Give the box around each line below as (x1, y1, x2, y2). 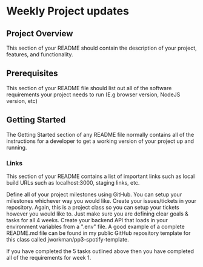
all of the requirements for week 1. (6, 254, 92, 261)
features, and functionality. (6, 51, 74, 58)
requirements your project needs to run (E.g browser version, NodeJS (6, 91, 181, 98)
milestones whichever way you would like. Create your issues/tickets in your (6, 197, 197, 204)
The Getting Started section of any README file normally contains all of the (6, 131, 195, 138)
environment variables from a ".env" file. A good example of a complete (6, 223, 185, 230)
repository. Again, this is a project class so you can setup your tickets (6, 203, 180, 211)
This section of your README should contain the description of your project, (6, 44, 197, 51)
